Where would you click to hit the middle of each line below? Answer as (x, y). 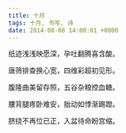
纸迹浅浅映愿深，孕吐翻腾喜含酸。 (64, 54)
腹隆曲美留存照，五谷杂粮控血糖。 (64, 87)
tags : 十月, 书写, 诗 (41, 23)
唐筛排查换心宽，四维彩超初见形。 (64, 70)
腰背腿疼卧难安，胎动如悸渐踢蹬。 (64, 104)
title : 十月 (27, 15)
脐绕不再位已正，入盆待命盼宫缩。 (64, 121)
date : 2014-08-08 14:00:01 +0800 (63, 30)
